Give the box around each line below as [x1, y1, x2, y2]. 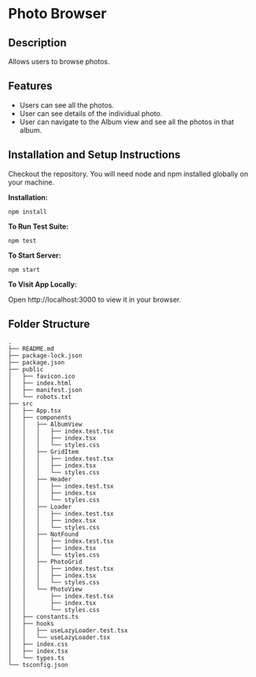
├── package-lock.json [8, 352, 82, 360]
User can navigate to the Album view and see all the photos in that [19, 117, 234, 126]
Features [8, 79, 53, 93]
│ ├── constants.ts [8, 613, 79, 621]
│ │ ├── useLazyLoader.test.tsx [8, 627, 128, 635]
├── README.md [8, 345, 55, 353]
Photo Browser [8, 5, 108, 23]
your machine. [8, 177, 55, 187]
